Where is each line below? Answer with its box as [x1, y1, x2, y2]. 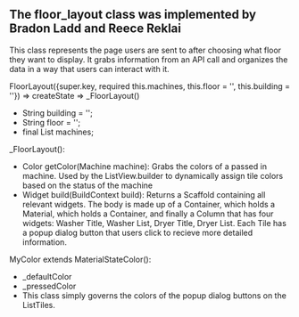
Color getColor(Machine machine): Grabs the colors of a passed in [21, 160, 268, 172]
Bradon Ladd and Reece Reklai [9, 21, 181, 37]
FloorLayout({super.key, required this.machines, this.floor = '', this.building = [9, 80, 291, 92]
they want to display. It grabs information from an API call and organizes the [9, 53, 288, 65]
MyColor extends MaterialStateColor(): [9, 254, 152, 264]
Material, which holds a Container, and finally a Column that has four [21, 208, 274, 219]
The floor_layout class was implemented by [9, 7, 257, 22]
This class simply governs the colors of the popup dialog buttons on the [21, 289, 287, 301]
